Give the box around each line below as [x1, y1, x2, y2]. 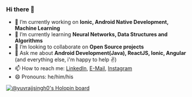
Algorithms [14, 37, 43, 44]
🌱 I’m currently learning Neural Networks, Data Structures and [14, 31, 168, 38]
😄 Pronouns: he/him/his [14, 73, 73, 81]
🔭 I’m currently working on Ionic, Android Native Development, [14, 19, 169, 26]
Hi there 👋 [6, 5, 35, 13]
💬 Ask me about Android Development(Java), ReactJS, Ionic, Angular [14, 50, 186, 57]
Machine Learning [14, 25, 60, 32]
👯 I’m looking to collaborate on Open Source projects [14, 43, 144, 50]
